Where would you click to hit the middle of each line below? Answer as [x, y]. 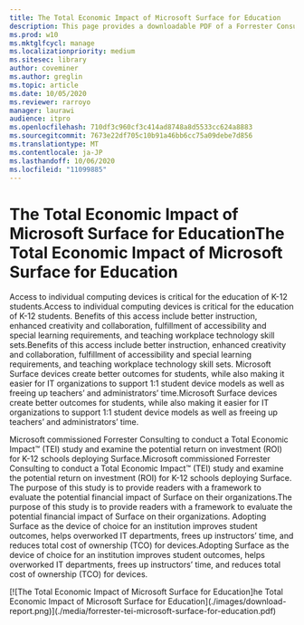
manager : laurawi [42, 111]
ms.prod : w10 [34, 34]
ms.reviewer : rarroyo [50, 102]
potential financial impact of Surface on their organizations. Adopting [138, 516]
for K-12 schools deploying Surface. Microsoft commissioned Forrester [140, 459]
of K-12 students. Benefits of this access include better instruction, [133, 316]
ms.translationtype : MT [54, 144]
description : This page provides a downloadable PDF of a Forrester [141, 26]
